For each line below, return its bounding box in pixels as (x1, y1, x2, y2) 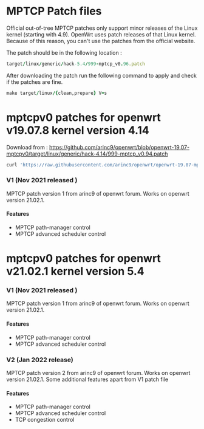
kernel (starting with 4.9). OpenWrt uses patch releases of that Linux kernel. (6, 30, 196, 38)
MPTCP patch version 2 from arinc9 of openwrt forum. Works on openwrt (6, 369, 191, 376)
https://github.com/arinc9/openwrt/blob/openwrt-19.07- (49, 143, 190, 151)
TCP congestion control (15, 416, 75, 424)
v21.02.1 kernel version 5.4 (6, 264, 144, 278)
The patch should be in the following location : (6, 49, 123, 56)
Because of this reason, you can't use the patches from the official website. (6, 37, 195, 44)
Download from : (6, 143, 49, 151)
